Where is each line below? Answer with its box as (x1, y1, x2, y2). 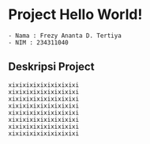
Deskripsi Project (8, 60, 95, 74)
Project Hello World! (8, 6, 143, 24)
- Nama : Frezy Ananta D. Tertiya (8, 32, 122, 40)
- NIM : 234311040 (8, 38, 69, 47)
